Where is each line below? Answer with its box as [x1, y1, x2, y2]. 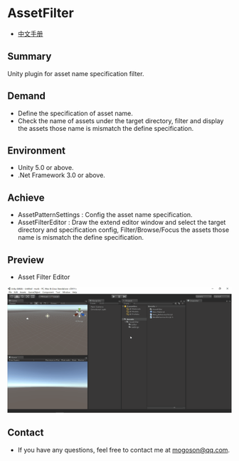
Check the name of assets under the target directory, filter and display [17, 116, 224, 125]
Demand [7, 90, 46, 102]
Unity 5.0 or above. [17, 164, 74, 172]
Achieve [7, 191, 45, 203]
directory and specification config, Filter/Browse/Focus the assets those [17, 226, 230, 234]
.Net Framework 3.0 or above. [17, 171, 105, 179]
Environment [7, 144, 66, 157]
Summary [7, 51, 52, 63]
